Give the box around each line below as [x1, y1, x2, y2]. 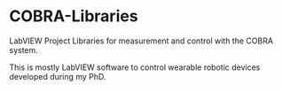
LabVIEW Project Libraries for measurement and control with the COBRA [9, 35, 273, 46]
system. [9, 44, 38, 55]
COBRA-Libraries [9, 6, 139, 27]
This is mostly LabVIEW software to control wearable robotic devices [9, 62, 261, 72]
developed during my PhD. [9, 71, 106, 81]
